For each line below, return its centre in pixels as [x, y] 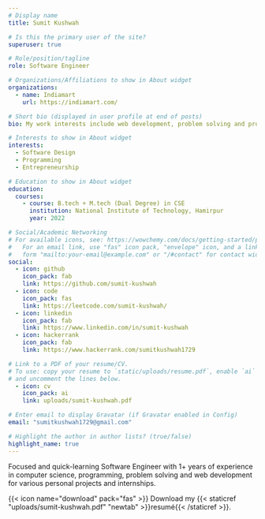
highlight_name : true [44, 444]
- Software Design [46, 153]
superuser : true [35, 44]
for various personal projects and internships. [82, 483]
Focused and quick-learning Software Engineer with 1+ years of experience [131, 466]
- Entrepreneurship [47, 167]
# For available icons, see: [56, 240]
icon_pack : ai [45, 394]
